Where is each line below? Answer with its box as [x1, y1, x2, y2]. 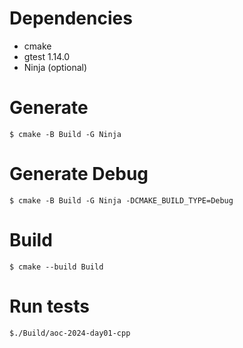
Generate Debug [9, 163, 149, 186]
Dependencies [9, 7, 133, 30]
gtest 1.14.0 [23, 50, 71, 62]
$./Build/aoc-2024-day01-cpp [9, 328, 131, 338]
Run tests [9, 295, 90, 317]
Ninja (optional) [23, 61, 88, 73]
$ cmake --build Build [9, 262, 104, 272]
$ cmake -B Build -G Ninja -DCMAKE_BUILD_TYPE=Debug [9, 195, 234, 206]
